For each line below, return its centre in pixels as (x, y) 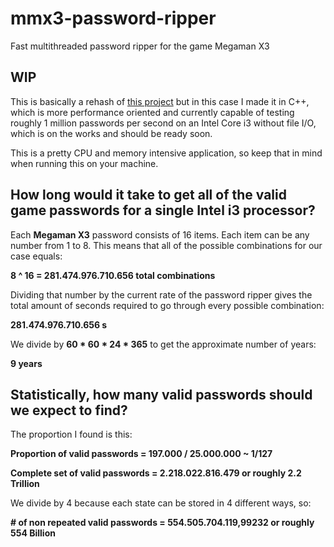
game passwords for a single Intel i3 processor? (163, 210)
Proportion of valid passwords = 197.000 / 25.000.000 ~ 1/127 (141, 454)
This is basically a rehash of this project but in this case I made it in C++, (160, 101)
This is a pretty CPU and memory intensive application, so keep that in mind (166, 153)
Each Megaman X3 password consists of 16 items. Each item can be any (160, 234)
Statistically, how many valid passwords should (161, 394)
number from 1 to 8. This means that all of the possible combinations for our (166, 245)
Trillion (25, 484)
